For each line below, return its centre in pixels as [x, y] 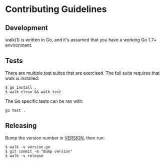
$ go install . [21, 87]
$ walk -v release [24, 156]
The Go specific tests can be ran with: [44, 101]
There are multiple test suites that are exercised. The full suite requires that [82, 73]
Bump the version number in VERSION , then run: [55, 138]
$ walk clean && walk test [33, 92]
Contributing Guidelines [56, 9]
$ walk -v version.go [28, 147]
